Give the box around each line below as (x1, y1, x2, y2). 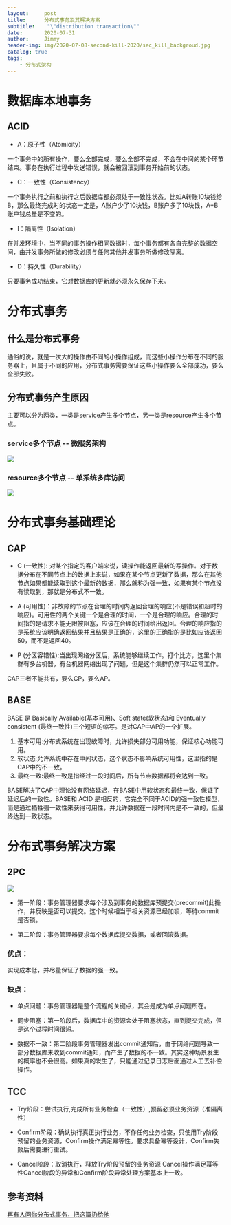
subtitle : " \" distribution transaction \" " (7, 23, 140, 30)
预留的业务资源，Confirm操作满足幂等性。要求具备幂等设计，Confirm (16, 1137, 214, 1145)
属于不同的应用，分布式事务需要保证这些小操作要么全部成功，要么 (36, 361, 224, 369)
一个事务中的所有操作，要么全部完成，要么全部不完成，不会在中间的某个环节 (7, 154, 224, 162)
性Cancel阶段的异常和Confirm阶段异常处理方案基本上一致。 (16, 1169, 187, 1177)
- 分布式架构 (19, 61, 52, 68)
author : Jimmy (7, 36, 60, 43)
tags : (7, 55, 23, 62)
